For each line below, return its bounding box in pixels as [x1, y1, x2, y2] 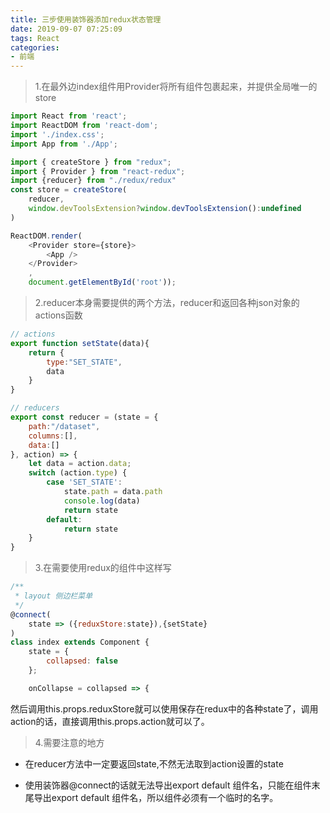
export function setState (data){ [10, 338, 150, 348]
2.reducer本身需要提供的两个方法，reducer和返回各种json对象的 [34, 297, 300, 308]
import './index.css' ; [10, 129, 105, 140]
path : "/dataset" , [28, 421, 101, 431]
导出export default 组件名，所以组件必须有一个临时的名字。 [33, 791, 279, 803]
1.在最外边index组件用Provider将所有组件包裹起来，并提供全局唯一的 [34, 81, 318, 93]
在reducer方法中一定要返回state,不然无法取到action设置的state [24, 757, 284, 770]
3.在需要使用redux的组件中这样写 [34, 562, 172, 574]
